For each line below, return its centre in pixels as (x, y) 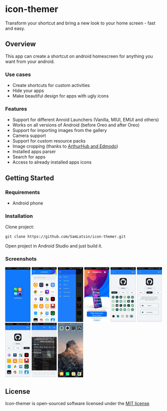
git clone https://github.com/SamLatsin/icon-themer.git (66, 237)
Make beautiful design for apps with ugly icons (60, 96)
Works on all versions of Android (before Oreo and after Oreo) (76, 125)
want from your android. (30, 61)
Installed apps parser (34, 151)
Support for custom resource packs (49, 141)
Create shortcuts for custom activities (51, 85)
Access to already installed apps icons (52, 162)
